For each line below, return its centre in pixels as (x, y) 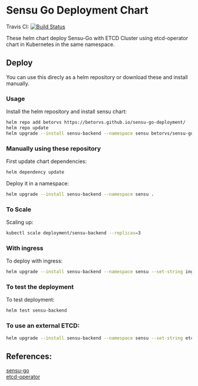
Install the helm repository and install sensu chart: (67, 112)
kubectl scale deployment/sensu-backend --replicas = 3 (74, 233)
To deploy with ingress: (34, 261)
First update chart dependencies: (47, 161)
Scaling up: (20, 223)
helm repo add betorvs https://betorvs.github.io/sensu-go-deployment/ (96, 122)
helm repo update (27, 127)
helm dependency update (35, 172)
